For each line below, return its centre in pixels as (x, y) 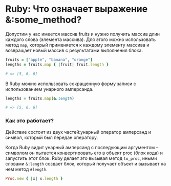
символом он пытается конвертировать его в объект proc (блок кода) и (84, 153)
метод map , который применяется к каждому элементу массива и (77, 45)
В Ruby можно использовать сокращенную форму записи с (71, 84)
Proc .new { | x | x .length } (34, 178)
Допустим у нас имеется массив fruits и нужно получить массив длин (83, 34)
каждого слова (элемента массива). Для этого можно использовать (81, 39)
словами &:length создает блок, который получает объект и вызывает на (86, 163)
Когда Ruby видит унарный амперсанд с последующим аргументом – (82, 147)
